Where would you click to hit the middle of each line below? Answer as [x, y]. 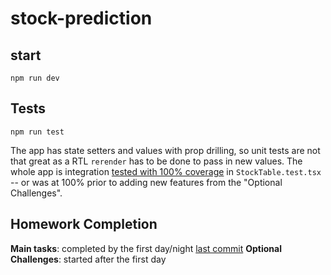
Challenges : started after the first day [88, 259]
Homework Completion [84, 224]
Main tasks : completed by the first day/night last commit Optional [146, 248]
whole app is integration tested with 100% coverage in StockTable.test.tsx [166, 171]
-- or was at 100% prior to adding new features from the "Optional [146, 182]
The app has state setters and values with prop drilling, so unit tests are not [165, 150]
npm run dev [35, 78]
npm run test [37, 132]
